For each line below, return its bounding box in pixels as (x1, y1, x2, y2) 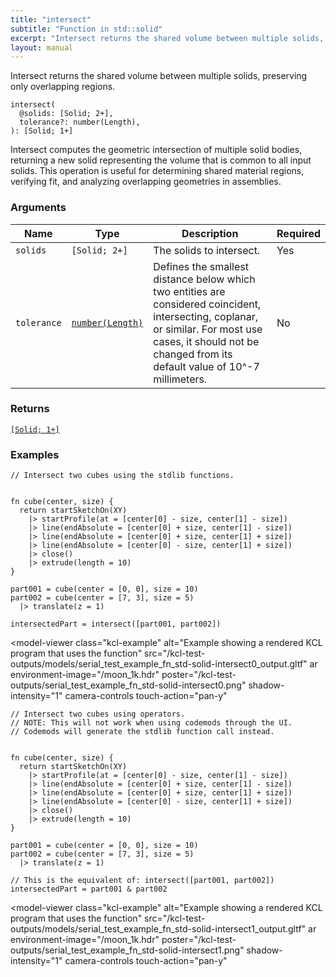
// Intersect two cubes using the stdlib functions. (10, 471, 235, 481)
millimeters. (153, 372, 208, 386)
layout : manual (10, 42, 74, 53)
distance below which (153, 272, 256, 286)
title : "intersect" (10, 14, 92, 25)
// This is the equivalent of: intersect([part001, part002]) (10, 876, 275, 886)
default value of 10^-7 (153, 359, 260, 373)
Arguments (10, 201, 67, 215)
